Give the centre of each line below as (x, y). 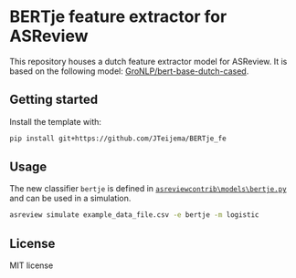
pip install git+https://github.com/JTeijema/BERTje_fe (118, 139)
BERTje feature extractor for (118, 17)
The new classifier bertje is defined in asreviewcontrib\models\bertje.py (148, 189)
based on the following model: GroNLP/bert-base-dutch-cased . (129, 71)
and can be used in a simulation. (70, 199)
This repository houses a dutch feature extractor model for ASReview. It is (148, 61)
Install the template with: (56, 121)
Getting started (54, 100)
